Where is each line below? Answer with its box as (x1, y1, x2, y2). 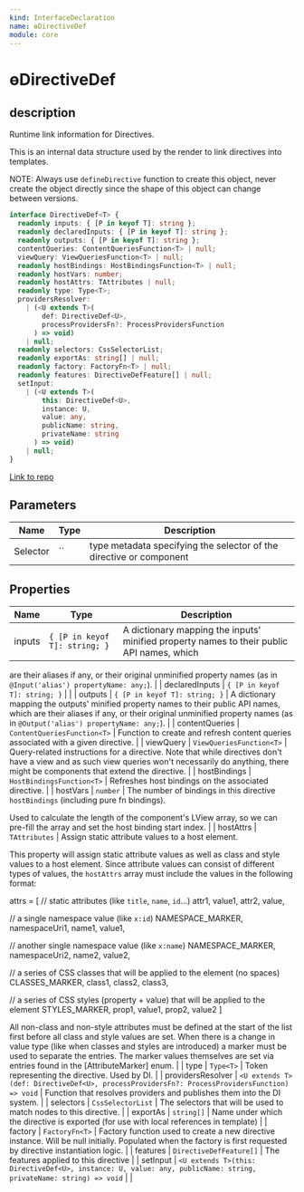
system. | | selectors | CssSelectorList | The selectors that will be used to (9, 1097, 284, 1108)
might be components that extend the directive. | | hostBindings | (9, 766, 252, 777)
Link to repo (9, 471, 54, 482)
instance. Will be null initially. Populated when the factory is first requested (9, 1136, 288, 1147)
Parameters (9, 497, 77, 513)
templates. (9, 156, 49, 168)
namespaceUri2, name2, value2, (9, 950, 131, 961)
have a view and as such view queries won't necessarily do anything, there (9, 756, 290, 767)
